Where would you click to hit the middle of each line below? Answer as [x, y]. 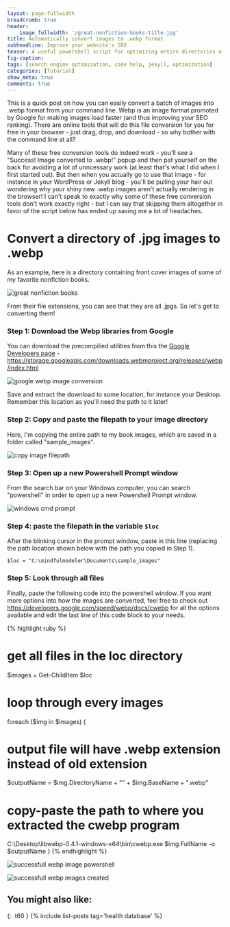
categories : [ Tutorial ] [41, 71]
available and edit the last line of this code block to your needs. [96, 615]
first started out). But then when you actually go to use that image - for [107, 175]
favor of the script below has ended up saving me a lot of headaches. [105, 211]
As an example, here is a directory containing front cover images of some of [114, 272]
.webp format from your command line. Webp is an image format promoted [113, 110]
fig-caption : [26, 58]
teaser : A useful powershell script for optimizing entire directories [111, 52]
